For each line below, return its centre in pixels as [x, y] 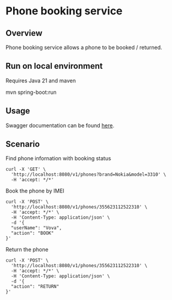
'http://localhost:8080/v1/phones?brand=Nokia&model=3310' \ [89, 175]
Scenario [23, 144]
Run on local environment [54, 66]
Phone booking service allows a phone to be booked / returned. [84, 47]
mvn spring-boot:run [31, 92]
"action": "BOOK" [33, 233]
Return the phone [27, 250]
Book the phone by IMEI [35, 191]
